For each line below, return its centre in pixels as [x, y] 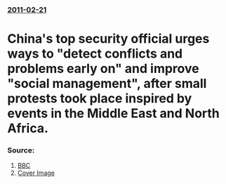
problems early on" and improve [103, 69]
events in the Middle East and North [113, 113]
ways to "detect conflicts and [95, 54]
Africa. [28, 129]
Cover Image [36, 173]
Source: [21, 150]
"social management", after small [107, 84]
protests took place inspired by [100, 99]
